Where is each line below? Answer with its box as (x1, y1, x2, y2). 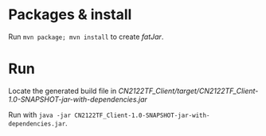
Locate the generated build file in (8, 86, 117, 95)
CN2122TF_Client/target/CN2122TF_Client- (118, 86, 259, 95)
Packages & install (8, 6, 132, 24)
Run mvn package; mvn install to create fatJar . (8, 32, 164, 41)
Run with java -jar (8, 110, 72, 119)
